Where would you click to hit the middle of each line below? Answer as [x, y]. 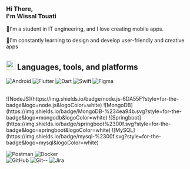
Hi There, [20, 9]
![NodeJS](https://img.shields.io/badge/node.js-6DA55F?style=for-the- [93, 99]
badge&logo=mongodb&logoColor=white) [57, 118]
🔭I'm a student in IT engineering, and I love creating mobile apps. [85, 29]
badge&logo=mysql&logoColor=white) [52, 143]
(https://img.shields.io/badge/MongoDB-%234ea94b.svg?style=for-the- [94, 111]
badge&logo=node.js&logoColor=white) [54, 105]
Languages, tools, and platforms [77, 67]
